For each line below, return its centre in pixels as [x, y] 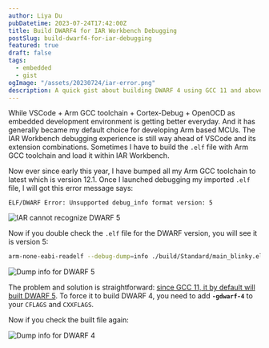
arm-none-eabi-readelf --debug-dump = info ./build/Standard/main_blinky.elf [137, 257]
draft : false [30, 53]
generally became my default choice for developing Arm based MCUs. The [132, 130]
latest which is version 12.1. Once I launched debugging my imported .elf [129, 180]
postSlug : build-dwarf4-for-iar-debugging [80, 38]
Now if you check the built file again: [69, 320]
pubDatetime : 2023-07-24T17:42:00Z [68, 23]
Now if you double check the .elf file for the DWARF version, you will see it [133, 233]
